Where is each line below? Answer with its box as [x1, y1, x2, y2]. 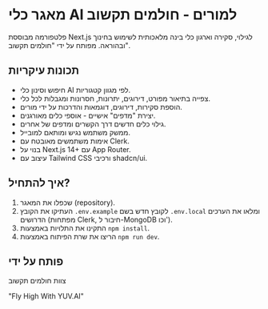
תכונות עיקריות [8, 64, 80, 78]
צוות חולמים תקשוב [8, 276, 66, 286]
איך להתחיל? [8, 176, 70, 190]
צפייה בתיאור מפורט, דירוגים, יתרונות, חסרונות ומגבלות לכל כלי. [19, 94, 210, 103]
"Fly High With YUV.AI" [8, 291, 84, 301]
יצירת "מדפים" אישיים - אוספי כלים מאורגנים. [19, 110, 156, 120]
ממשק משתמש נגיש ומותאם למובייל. [19, 127, 130, 137]
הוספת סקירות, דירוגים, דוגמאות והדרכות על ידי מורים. [19, 102, 182, 111]
